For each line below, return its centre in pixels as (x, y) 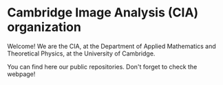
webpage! (21, 74)
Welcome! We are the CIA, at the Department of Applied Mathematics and (112, 46)
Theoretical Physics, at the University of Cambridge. (81, 53)
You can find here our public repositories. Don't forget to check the (102, 66)
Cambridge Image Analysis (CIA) (103, 13)
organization (44, 27)
